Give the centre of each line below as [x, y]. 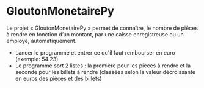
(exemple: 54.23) [37, 59]
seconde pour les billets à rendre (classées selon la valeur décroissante [105, 72]
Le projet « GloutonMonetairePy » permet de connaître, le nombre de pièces [102, 28]
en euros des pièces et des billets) [58, 78]
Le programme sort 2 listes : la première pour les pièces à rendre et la [103, 66]
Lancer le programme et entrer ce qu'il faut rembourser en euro [95, 52]
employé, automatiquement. [42, 41]
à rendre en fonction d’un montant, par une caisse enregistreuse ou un [95, 34]
